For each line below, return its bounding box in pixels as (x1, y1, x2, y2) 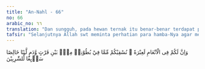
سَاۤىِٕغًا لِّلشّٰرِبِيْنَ (6, 55, 44, 62)
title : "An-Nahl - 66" (6, 9, 64, 15)
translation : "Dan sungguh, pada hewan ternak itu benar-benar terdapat (6, 26, 195, 32)
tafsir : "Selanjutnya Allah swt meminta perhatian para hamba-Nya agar (6, 32, 192, 38)
